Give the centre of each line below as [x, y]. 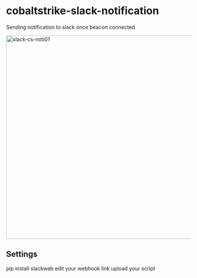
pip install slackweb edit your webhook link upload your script [81, 268]
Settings [22, 254]
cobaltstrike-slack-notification [83, 11]
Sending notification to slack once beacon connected [71, 27]
